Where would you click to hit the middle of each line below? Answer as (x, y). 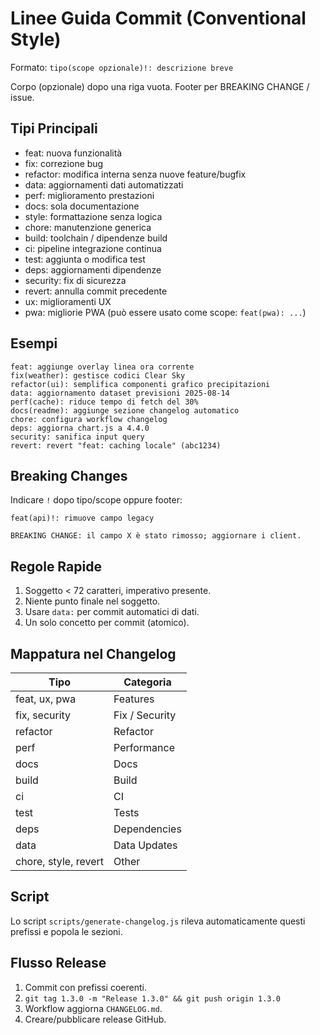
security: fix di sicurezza (75, 280)
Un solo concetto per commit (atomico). (107, 623)
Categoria (147, 682)
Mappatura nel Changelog (93, 653)
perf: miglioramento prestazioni (89, 195)
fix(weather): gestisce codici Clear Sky (98, 375)
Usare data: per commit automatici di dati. (112, 612)
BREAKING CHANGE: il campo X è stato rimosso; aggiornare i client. (156, 536)
